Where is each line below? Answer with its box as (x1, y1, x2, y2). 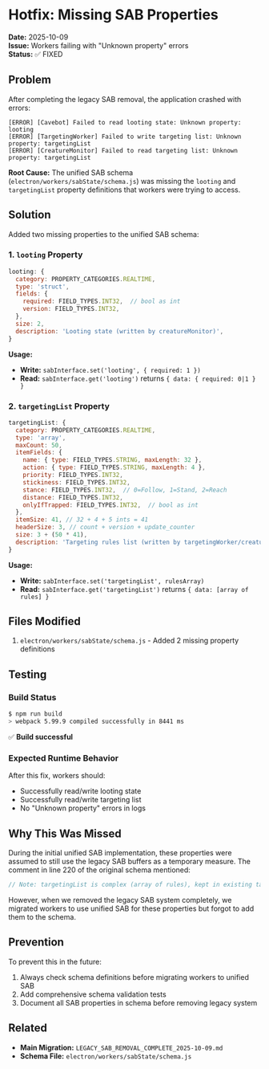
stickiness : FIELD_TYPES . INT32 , (22, 478, 130, 487)
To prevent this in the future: (8, 957, 102, 966)
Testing (8, 667, 47, 681)
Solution (8, 208, 51, 222)
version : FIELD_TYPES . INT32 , (22, 305, 120, 313)
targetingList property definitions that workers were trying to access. (8, 185, 241, 194)
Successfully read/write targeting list (19, 795, 142, 805)
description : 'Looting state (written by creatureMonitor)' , (15, 327, 224, 335)
